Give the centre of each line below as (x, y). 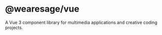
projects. (14, 27)
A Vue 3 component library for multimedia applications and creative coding (81, 22)
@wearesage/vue (42, 9)
